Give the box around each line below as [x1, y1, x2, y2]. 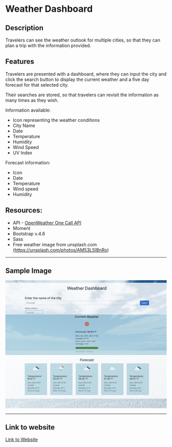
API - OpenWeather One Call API [12, 220, 82, 226]
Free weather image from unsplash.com [12, 241, 97, 247]
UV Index [12, 150, 32, 156]
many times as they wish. [5, 97, 59, 103]
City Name [12, 122, 35, 129]
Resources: [5, 206, 42, 215]
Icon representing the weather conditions [12, 117, 100, 123]
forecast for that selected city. [5, 81, 69, 88]
